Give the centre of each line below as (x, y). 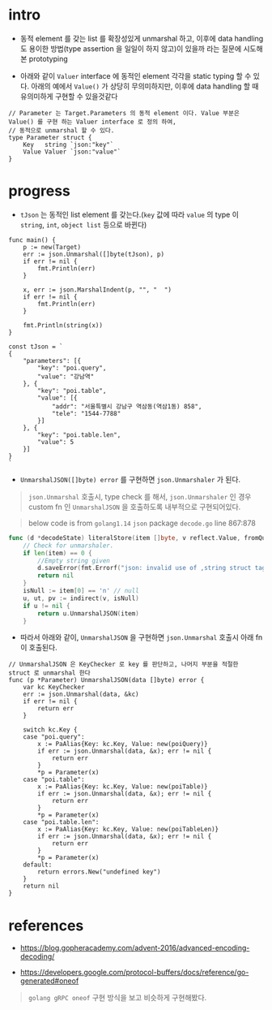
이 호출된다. (39, 648)
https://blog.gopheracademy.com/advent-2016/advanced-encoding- (135, 948)
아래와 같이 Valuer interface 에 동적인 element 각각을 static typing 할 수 (136, 76)
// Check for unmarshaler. (68, 546)
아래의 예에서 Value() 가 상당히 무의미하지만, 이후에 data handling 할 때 (145, 86)
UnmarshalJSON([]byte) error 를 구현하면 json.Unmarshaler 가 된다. (130, 479)
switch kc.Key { (51, 730)
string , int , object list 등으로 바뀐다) (83, 224)
